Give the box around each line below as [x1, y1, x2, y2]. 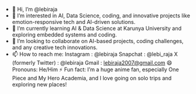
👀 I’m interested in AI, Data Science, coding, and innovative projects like [11, 12, 191, 19]
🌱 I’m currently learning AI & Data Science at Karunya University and [11, 25, 182, 32]
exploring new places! [11, 81, 68, 88]
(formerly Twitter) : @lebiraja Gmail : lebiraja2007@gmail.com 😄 [11, 59, 172, 66]
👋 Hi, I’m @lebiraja [11, 6, 58, 13]
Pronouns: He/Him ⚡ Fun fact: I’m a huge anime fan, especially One [11, 66, 179, 73]
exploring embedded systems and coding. [11, 31, 117, 38]
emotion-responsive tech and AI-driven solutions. [11, 19, 136, 25]
